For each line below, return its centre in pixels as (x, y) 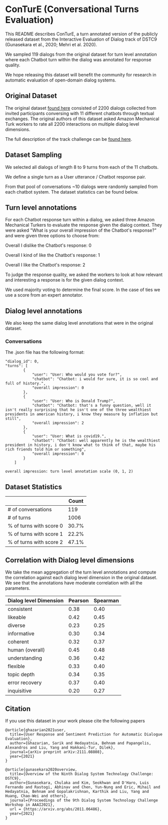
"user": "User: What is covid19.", (69, 436)
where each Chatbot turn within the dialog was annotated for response (78, 59)
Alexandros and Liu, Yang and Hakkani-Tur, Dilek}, (60, 748)
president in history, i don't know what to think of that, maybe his (80, 445)
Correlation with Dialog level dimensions (70, 560)
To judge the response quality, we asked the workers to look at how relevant (84, 274)
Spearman (106, 601)
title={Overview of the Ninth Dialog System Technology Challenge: (82, 774)
